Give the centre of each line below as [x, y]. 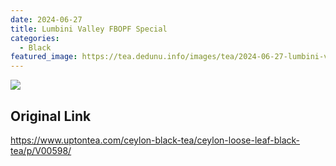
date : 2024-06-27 [46, 19]
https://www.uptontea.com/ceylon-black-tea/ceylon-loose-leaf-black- [155, 140]
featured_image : [44, 57]
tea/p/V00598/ [41, 150]
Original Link [51, 116]
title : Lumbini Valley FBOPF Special [89, 29]
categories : [35, 38]
